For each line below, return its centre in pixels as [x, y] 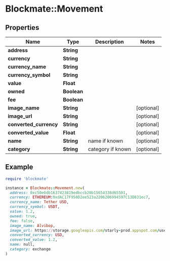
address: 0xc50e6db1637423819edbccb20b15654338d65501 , [69, 193]
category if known [110, 149]
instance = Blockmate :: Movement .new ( [45, 188]
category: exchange [30, 249]
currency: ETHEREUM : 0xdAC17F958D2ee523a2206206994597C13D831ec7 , [80, 197]
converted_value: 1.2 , [34, 240]
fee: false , [23, 221]
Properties [22, 28]
